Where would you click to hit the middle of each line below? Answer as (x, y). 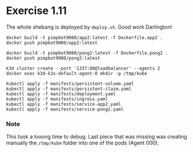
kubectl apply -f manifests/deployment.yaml (61, 94)
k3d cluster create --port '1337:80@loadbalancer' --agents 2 (83, 68)
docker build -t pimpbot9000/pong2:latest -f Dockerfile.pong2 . (87, 53)
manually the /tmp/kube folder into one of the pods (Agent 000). (83, 143)
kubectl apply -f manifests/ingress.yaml (57, 99)
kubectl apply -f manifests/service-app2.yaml (64, 104)
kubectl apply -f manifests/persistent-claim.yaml (69, 89)
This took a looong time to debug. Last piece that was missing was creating (97, 137)
